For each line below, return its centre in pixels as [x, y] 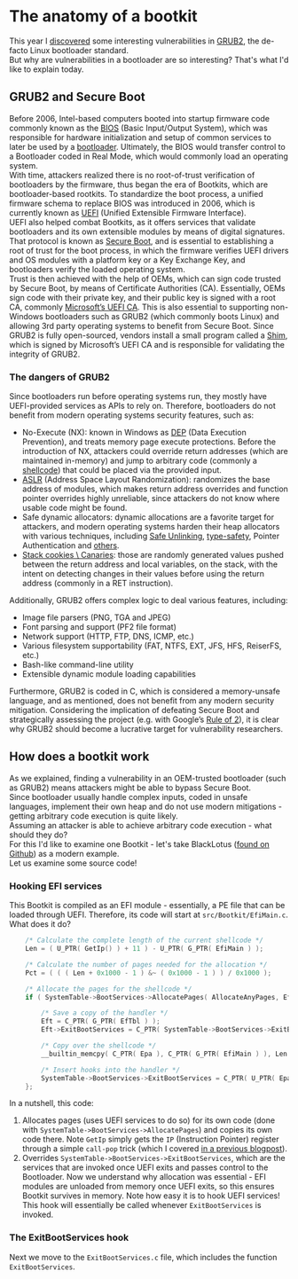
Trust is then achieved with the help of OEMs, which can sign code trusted [145, 279]
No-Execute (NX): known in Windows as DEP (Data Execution [134, 433]
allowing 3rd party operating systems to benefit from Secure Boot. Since [141, 326]
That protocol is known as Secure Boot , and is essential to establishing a [141, 240]
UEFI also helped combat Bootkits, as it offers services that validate [133, 222]
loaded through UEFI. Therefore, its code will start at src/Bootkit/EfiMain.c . [149, 914]
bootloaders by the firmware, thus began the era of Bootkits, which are [139, 184]
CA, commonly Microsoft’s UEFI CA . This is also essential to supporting [139, 307]
